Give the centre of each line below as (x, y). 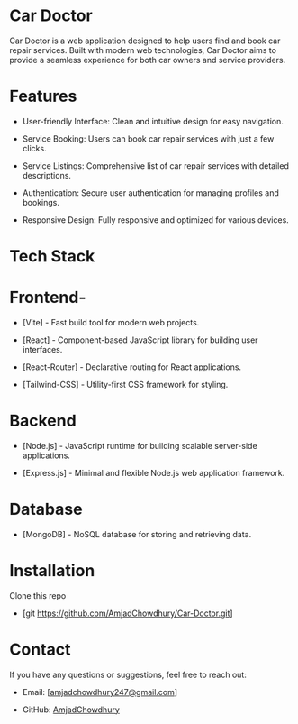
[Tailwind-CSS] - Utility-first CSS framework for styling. (125, 385)
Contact (40, 649)
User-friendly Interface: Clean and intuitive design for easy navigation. (153, 121)
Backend (43, 421)
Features (43, 96)
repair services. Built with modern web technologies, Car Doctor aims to (143, 50)
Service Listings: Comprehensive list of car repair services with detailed (156, 165)
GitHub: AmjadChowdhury (71, 710)
